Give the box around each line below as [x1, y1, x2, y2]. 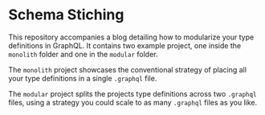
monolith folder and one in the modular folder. [8, 49, 158, 59]
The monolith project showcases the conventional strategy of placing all [8, 64, 247, 74]
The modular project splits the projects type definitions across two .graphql [8, 88, 257, 98]
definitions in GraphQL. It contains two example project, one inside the [8, 40, 242, 50]
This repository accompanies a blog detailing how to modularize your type [8, 32, 255, 42]
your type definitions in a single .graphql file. [8, 73, 157, 83]
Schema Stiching [8, 6, 124, 24]
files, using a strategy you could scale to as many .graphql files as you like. [8, 97, 258, 107]
